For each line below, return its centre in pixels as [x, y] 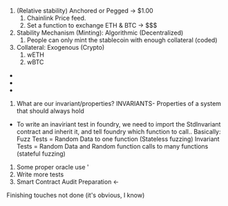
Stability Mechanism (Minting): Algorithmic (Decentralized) [100, 32]
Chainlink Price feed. [56, 18]
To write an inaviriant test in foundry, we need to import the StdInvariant [118, 124]
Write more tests [40, 174]
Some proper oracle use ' [53, 167]
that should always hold [50, 111]
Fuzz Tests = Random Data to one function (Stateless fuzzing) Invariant [118, 139]
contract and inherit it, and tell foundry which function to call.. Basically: [118, 132]
